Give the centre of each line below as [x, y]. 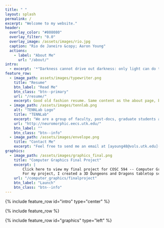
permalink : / [18, 19]
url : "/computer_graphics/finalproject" [55, 178]
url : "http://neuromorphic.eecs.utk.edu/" [58, 124]
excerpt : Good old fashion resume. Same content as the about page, [85, 101]
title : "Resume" [31, 82]
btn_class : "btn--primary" [41, 92]
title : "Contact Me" [35, 142]
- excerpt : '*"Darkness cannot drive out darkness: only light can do [83, 69]
